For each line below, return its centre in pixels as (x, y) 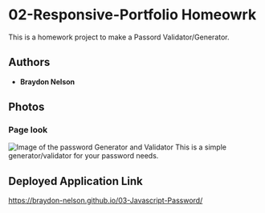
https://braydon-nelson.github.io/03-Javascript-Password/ (106, 201)
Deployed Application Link (75, 181)
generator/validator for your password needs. (84, 156)
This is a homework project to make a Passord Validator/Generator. (119, 37)
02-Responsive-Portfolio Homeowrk (132, 15)
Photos (26, 107)
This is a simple (201, 147)
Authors (29, 62)
